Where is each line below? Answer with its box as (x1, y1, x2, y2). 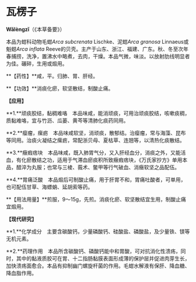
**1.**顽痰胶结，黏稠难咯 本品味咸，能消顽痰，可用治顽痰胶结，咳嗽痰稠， (6, 109, 190, 117)
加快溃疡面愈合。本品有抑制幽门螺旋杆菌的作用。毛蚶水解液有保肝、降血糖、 (6, 262, 190, 269)
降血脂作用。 (6, 269, 37, 276)
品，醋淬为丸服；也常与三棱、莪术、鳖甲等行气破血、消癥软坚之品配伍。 (6, 163, 180, 170)
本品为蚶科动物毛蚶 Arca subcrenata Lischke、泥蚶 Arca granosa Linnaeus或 (6, 38, 189, 45)
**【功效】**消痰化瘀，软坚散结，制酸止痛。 (6, 85, 114, 92)
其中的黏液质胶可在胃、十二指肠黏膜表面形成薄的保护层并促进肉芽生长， (16, 255, 190, 262)
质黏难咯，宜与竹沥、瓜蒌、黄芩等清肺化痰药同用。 (6, 117, 129, 124)
